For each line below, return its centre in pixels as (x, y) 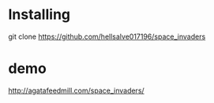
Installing (39, 15)
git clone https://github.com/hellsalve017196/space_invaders (107, 36)
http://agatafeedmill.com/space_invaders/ (76, 90)
